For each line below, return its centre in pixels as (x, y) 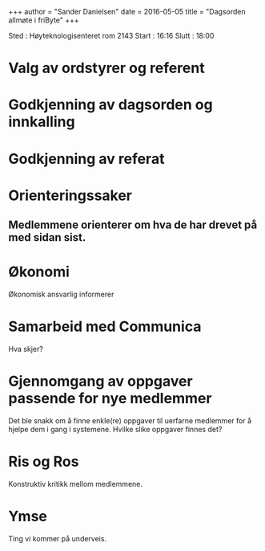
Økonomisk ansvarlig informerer (61, 294)
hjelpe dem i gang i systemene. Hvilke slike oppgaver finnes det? (115, 429)
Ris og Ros (44, 462)
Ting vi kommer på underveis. (57, 538)
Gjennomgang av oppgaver (101, 382)
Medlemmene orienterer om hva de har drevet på (133, 225)
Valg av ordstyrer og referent (107, 68)
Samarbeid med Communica (105, 327)
